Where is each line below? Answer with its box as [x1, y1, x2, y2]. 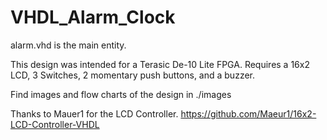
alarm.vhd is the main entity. [10, 39, 127, 51]
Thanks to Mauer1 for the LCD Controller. [10, 107, 179, 120]
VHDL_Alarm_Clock [10, 6, 176, 29]
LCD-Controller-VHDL [10, 118, 100, 130]
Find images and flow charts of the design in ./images [10, 88, 232, 100]
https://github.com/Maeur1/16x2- [180, 107, 317, 120]
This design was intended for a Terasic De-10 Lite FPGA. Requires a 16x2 [10, 58, 310, 70]
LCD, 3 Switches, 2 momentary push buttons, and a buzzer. [10, 69, 255, 81]
